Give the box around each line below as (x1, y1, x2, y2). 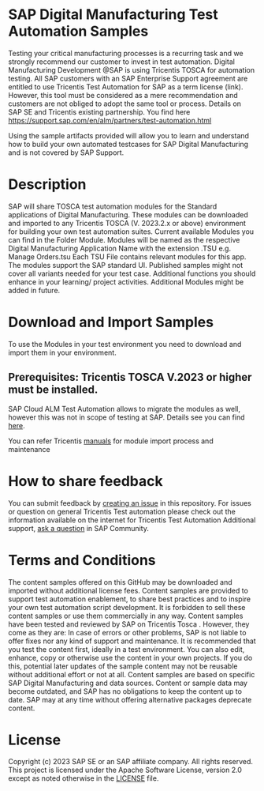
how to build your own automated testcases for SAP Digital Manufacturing (8, 139, 249, 149)
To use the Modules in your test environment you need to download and (8, 339, 242, 348)
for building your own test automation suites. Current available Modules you (8, 227, 255, 236)
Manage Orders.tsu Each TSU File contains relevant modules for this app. (8, 251, 247, 262)
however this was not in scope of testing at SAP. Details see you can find (8, 412, 246, 422)
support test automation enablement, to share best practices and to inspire (8, 594, 251, 604)
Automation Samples (8, 22, 149, 40)
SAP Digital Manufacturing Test (8, 6, 218, 24)
